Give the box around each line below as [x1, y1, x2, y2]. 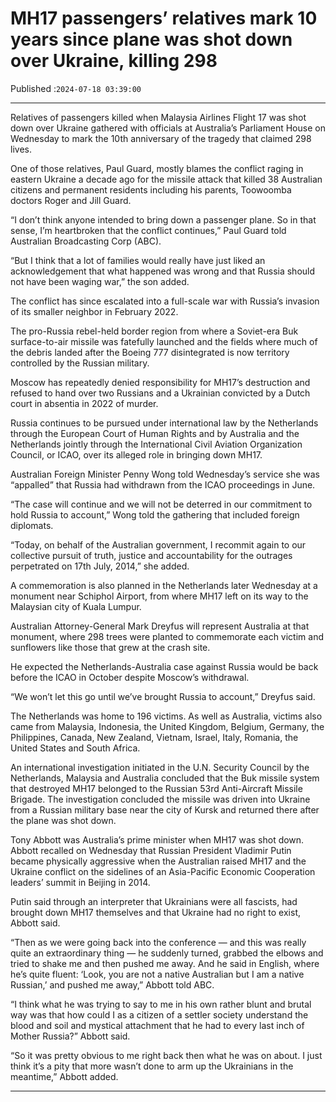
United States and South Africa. [10, 742, 141, 754]
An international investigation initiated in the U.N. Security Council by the [10, 761, 310, 773]
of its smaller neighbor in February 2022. [10, 305, 179, 317]
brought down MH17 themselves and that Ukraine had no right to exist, [10, 906, 301, 918]
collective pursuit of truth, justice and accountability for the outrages [10, 549, 293, 561]
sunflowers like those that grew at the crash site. [10, 641, 211, 653]
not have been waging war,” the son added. [10, 275, 190, 287]
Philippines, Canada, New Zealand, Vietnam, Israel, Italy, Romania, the [10, 731, 299, 743]
